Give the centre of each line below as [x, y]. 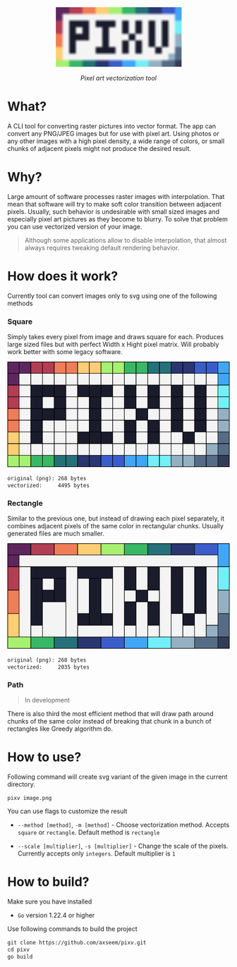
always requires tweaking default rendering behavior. [102, 248]
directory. [21, 784]
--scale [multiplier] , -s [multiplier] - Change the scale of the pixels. [123, 846]
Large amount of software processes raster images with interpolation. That [116, 196]
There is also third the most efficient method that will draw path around [110, 714]
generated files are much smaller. [56, 534]
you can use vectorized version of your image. [75, 226]
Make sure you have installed [50, 901]
